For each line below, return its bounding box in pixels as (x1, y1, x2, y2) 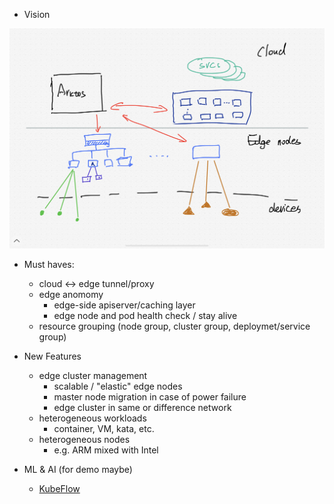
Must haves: (23, 258, 75, 270)
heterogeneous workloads (38, 412, 147, 424)
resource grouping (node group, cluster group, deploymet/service (38, 320, 311, 332)
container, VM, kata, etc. (53, 422, 155, 434)
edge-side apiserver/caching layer (53, 299, 196, 311)
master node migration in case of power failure (53, 390, 247, 403)
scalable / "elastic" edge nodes (53, 380, 183, 392)
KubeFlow (38, 482, 81, 494)
